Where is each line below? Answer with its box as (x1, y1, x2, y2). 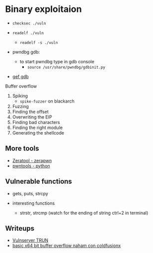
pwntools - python (12, 163, 51, 169)
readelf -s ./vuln (19, 40, 58, 45)
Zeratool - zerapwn (12, 157, 52, 163)
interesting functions (12, 200, 55, 206)
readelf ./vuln (12, 30, 44, 35)
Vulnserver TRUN (12, 238, 49, 244)
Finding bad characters (12, 119, 61, 125)
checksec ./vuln (12, 21, 46, 26)
